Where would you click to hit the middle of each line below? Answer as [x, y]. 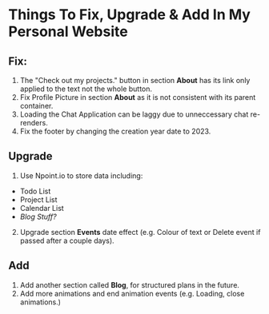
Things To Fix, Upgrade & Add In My [129, 15]
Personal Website [68, 32]
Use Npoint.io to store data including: [81, 175]
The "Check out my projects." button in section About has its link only [135, 80]
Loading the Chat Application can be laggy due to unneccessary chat [134, 114]
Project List [38, 199]
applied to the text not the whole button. [86, 89]
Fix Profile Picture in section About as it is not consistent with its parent [138, 97]
